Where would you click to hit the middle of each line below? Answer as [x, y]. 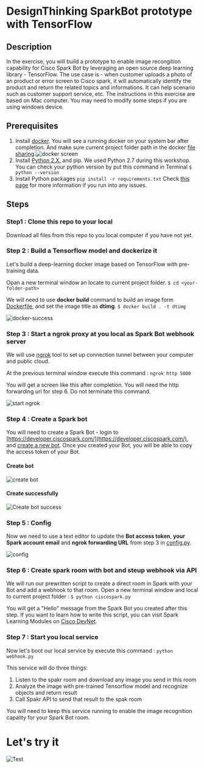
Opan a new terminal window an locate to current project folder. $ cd [93, 282]
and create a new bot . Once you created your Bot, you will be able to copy [100, 445]
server [16, 342]
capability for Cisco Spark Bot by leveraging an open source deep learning [100, 68]
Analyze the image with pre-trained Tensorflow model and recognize [101, 686]
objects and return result [46, 692]
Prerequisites [32, 126]
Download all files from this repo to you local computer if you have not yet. [100, 235]
